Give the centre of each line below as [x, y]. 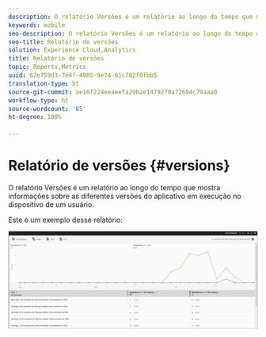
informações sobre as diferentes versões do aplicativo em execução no [125, 196]
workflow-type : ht [38, 100]
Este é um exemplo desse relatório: [65, 220]
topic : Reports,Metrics [47, 67]
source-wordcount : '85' [47, 109]
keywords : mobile [37, 25]
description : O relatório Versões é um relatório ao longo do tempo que [131, 17]
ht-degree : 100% [35, 117]
